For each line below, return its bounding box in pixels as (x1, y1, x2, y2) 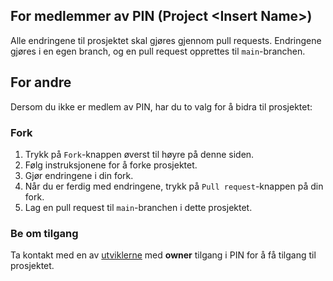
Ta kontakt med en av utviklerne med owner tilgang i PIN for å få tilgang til (10, 249, 317, 261)
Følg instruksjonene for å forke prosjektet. (24, 159, 198, 171)
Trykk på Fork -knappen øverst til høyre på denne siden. (24, 148, 255, 160)
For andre (10, 74, 72, 91)
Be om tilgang (10, 226, 79, 240)
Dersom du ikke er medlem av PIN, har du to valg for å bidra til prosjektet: (10, 100, 313, 113)
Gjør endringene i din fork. (24, 169, 134, 181)
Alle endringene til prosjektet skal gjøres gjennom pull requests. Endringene (10, 34, 322, 46)
